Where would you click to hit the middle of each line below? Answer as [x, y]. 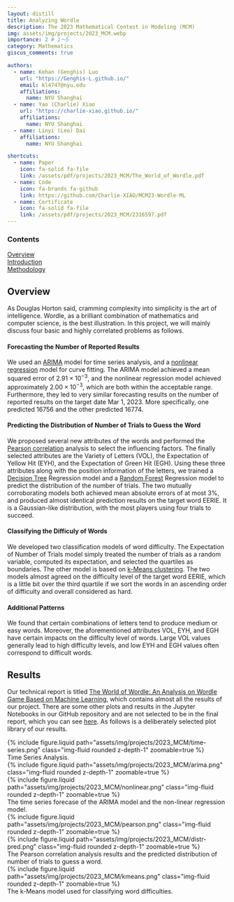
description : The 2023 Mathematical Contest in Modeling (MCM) [101, 27]
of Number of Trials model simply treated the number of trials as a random [114, 555]
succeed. [21, 515]
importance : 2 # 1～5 [38, 40]
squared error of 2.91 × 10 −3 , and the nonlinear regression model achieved [114, 377]
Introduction [25, 262]
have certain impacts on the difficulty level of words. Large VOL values [109, 638]
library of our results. [37, 729]
